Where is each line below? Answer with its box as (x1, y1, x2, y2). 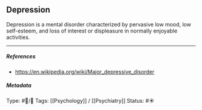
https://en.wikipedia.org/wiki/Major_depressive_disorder (14, 68, 155, 75)
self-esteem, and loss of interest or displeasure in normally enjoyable (6, 27, 177, 34)
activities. (6, 33, 30, 41)
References (6, 53, 36, 60)
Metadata (6, 82, 32, 89)
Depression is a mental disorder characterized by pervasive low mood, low (6, 20, 191, 28)
